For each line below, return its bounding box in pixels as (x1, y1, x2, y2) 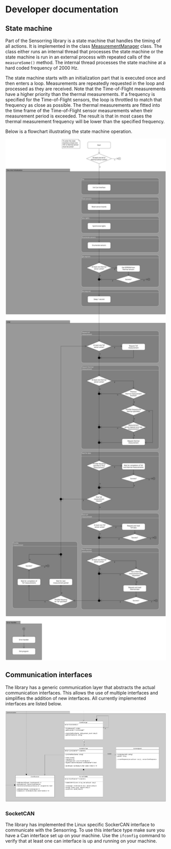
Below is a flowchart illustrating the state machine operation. (5, 128, 133, 134)
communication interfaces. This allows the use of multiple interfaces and (5, 689, 158, 696)
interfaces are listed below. (5, 700, 62, 706)
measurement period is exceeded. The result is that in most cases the (5, 113, 152, 119)
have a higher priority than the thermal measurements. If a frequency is (5, 91, 155, 97)
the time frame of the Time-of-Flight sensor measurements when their (5, 108, 153, 113)
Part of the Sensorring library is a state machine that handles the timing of (5, 37, 161, 44)
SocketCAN (5, 810, 35, 817)
